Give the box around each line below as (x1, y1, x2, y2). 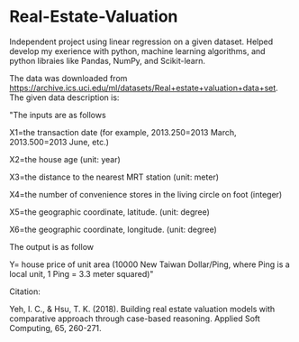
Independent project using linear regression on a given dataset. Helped (9, 36, 274, 47)
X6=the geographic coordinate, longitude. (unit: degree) (9, 224, 218, 235)
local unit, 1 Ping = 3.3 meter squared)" (9, 268, 154, 279)
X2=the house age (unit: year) (9, 153, 122, 164)
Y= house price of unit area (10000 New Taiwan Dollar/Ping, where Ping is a (9, 259, 290, 270)
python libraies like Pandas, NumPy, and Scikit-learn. (9, 55, 205, 66)
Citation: (9, 286, 41, 297)
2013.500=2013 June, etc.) (9, 136, 110, 147)
